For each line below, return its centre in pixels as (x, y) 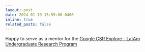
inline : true (19, 19)
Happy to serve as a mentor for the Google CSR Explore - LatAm (73, 39)
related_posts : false (28, 24)
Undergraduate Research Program (41, 44)
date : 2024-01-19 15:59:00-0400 (39, 15)
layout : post (19, 10)
